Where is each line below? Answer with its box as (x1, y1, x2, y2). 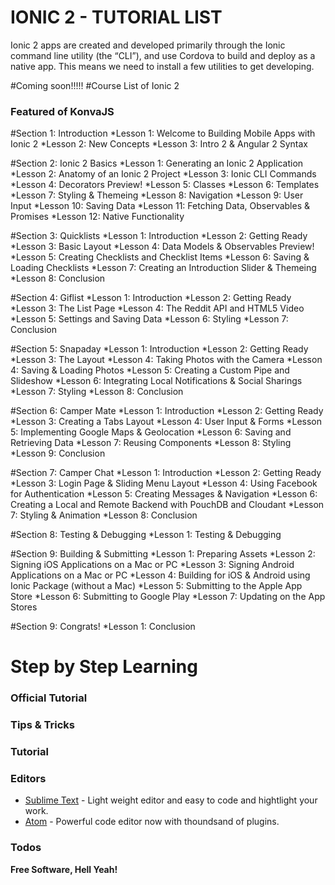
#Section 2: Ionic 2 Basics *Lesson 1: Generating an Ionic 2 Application (10, 157, 304, 170)
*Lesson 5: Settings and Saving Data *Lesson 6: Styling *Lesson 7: (10, 313, 289, 325)
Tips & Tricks (10, 718, 76, 732)
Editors (10, 772, 47, 786)
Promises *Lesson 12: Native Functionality (10, 211, 185, 223)
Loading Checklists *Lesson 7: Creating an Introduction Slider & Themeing (10, 262, 317, 274)
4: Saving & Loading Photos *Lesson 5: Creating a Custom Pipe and (10, 364, 290, 376)
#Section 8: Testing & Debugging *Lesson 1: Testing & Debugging (10, 529, 282, 541)
